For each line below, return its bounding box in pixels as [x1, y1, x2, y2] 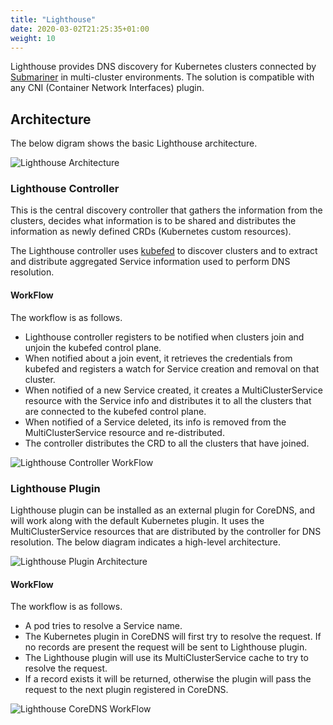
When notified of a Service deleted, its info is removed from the [24, 416, 287, 428]
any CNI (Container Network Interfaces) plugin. [10, 82, 205, 94]
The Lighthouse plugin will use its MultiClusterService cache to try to [24, 652, 309, 664]
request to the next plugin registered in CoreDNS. [24, 684, 229, 696]
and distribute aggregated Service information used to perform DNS [10, 256, 291, 268]
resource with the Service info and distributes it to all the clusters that [24, 394, 312, 406]
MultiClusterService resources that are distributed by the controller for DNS [10, 525, 322, 537]
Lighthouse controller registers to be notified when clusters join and [24, 331, 305, 343]
